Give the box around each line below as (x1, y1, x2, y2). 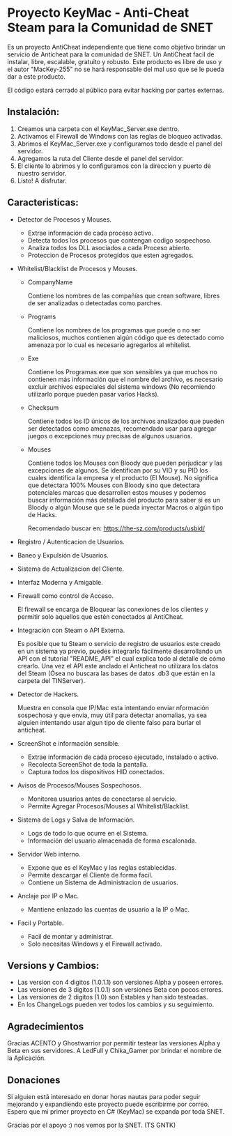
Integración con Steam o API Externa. (17, 626, 125, 634)
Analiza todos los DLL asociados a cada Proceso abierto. (27, 243, 192, 252)
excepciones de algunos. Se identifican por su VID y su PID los (27, 466, 208, 475)
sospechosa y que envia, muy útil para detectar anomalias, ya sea (17, 711, 208, 719)
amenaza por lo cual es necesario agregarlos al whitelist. (27, 340, 192, 349)
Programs (27, 312, 56, 321)
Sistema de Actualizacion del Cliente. (17, 565, 124, 573)
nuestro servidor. (17, 169, 67, 177)
